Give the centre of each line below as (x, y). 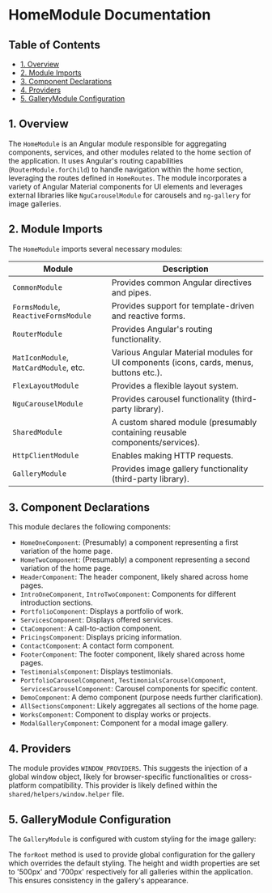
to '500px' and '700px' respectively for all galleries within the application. (131, 872)
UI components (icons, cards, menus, (182, 362)
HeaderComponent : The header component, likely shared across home (134, 577)
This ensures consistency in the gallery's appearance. (98, 881)
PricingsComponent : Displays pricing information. (101, 637)
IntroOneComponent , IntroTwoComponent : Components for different (128, 594)
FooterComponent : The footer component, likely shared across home (132, 654)
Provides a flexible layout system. (175, 385)
